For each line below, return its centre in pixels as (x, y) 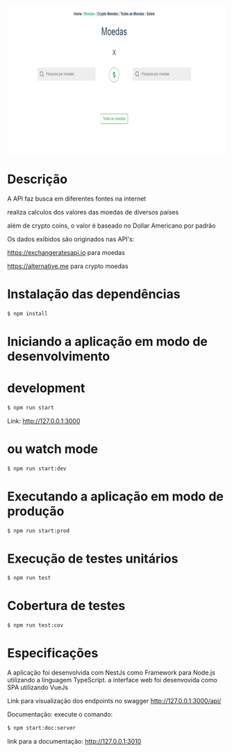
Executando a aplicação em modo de (115, 496)
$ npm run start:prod (39, 531)
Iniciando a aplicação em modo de (108, 342)
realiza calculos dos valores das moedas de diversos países (93, 212)
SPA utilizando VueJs (38, 687)
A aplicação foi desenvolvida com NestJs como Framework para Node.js (111, 672)
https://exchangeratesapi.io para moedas (66, 252)
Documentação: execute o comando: (60, 714)
